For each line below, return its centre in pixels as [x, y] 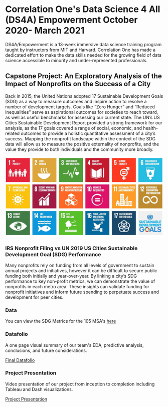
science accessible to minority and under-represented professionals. [76, 60]
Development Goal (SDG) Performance [53, 254]
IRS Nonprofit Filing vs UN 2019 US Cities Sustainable [71, 248]
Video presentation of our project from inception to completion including [80, 384]
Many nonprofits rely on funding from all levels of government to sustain [80, 265]
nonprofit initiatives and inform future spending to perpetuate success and [82, 292]
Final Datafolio [20, 360]
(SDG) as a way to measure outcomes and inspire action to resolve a [76, 101]
